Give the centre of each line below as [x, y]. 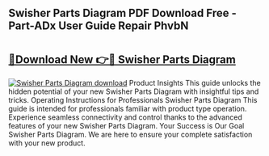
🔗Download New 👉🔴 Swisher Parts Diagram [122, 59]
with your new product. [47, 143]
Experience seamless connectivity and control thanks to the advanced [125, 117]
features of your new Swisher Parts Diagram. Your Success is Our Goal [126, 126]
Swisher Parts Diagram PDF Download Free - [122, 13]
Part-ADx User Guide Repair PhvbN [99, 26]
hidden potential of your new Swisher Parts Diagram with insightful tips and [134, 91]
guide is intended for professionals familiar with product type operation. [128, 109]
